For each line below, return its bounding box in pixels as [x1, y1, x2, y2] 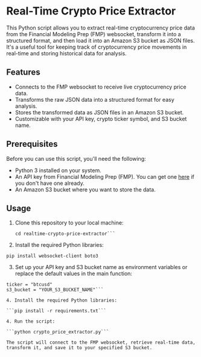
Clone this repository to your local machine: [14, 219, 124, 226]
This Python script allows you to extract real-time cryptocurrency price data [6, 24, 195, 31]
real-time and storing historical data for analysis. [6, 49, 127, 57]
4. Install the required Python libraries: [6, 297, 118, 303]
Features [6, 67, 40, 78]
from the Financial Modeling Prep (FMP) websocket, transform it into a [6, 30, 181, 37]
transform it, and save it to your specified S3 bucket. [6, 345, 153, 351]
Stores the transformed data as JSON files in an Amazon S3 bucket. [14, 108, 184, 116]
